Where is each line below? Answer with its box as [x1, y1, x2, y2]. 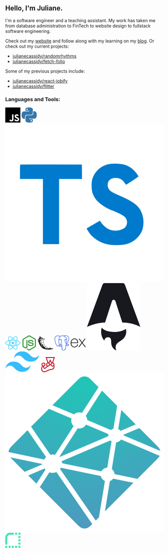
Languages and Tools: [5, 96, 60, 103]
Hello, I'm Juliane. [5, 4, 63, 13]
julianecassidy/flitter [12, 83, 54, 89]
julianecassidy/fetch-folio [12, 58, 65, 64]
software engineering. [5, 28, 51, 34]
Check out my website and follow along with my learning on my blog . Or [5, 38, 154, 44]
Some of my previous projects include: [5, 68, 86, 74]
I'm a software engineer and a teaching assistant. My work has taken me [5, 17, 156, 23]
